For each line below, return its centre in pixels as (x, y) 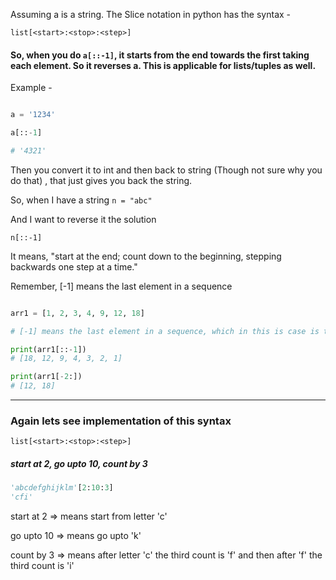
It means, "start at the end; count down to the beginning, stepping (146, 256)
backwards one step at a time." (74, 266)
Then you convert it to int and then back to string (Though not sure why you (166, 170)
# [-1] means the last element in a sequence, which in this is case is (165, 331)
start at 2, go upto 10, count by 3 (79, 463)
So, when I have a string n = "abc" (81, 200)
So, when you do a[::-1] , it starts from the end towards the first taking (160, 55)
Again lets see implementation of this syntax (121, 421)
